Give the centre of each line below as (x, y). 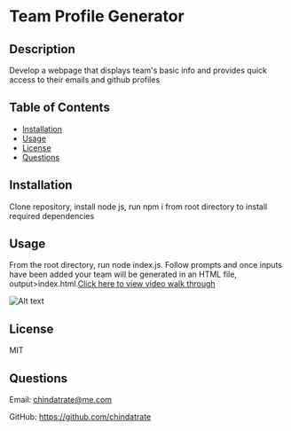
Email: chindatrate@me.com (61, 400)
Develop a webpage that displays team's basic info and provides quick (138, 70)
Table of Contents (60, 108)
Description (42, 49)
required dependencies (52, 215)
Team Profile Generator (97, 16)
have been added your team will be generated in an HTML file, (123, 274)
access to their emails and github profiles (85, 80)
